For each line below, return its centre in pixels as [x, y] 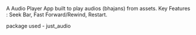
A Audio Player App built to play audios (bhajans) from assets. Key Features [98, 8]
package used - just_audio [38, 26]
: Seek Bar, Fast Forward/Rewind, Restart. [57, 15]
